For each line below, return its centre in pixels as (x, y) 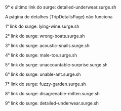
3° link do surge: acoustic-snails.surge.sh (47, 46)
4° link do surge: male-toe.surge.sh (41, 55)
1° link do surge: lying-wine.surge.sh (42, 26)
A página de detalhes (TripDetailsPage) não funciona (59, 17)
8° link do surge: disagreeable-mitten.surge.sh (52, 93)
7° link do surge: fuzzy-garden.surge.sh (46, 84)
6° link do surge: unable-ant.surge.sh (43, 74)
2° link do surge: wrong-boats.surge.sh (45, 36)
